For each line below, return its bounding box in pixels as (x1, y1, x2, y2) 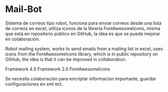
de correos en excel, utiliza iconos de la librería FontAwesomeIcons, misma (5, 25, 160, 31)
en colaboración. (5, 36, 40, 42)
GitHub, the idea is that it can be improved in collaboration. (5, 56, 127, 62)
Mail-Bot (5, 3, 42, 15)
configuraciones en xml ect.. (5, 81, 64, 87)
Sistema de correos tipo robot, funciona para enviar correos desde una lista (5, 20, 162, 26)
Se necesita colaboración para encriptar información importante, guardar (5, 75, 156, 81)
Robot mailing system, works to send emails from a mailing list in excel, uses (5, 45, 163, 51)
